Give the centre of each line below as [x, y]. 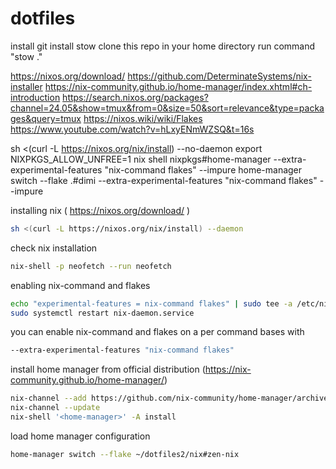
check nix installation [54, 248]
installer [26, 86]
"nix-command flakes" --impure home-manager [203, 169]
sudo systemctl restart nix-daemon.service [102, 313]
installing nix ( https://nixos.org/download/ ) [100, 210]
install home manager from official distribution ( [108, 369]
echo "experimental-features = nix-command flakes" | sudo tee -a [151, 303]
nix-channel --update [55, 408]
